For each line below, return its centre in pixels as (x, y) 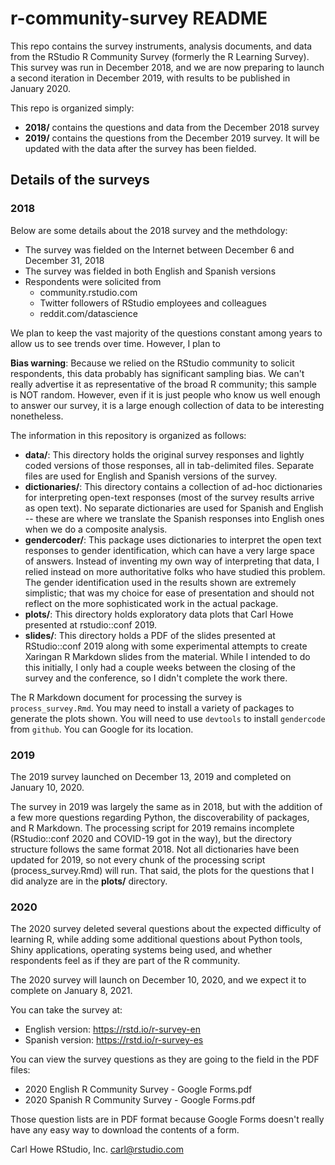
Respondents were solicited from (93, 281)
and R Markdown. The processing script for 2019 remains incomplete (152, 828)
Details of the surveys (80, 180)
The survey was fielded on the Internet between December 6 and (159, 249)
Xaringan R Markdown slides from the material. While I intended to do (167, 656)
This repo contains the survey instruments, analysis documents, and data (161, 46)
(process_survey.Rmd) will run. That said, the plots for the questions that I (162, 870)
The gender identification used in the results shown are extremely (160, 582)
